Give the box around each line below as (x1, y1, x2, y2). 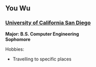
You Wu (5, 4, 30, 13)
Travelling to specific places (12, 56, 72, 62)
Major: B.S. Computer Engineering (5, 30, 79, 37)
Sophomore (5, 36, 30, 42)
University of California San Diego (5, 19, 91, 26)
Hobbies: (5, 46, 24, 52)
